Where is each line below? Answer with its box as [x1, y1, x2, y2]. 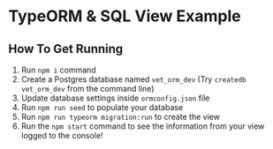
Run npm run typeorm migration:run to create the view [20, 112, 220, 122]
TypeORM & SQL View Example [8, 6, 241, 26]
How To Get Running [8, 41, 124, 56]
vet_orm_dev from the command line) [20, 84, 155, 93]
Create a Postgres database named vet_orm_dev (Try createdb [20, 74, 246, 85]
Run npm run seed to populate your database [20, 102, 184, 112]
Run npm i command [20, 64, 96, 75]
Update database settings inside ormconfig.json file [20, 93, 210, 103]
